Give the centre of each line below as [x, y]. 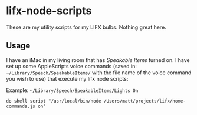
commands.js [21, 106]
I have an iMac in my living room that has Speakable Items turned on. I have [98, 60]
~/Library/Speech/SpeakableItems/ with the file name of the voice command [99, 73]
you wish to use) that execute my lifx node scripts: [67, 78]
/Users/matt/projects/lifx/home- [145, 101]
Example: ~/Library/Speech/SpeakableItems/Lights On [72, 90]
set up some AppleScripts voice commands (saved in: [72, 66]
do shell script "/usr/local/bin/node [54, 101]
